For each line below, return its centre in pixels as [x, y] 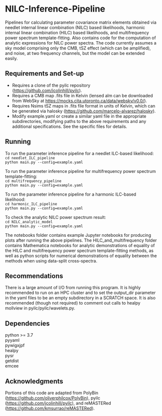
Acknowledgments [34, 381]
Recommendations [34, 276]
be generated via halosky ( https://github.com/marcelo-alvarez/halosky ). [84, 111]
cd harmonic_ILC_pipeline [31, 204]
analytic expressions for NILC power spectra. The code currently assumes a [81, 43]
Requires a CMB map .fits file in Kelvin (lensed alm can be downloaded [82, 95]
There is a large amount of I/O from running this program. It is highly [73, 288]
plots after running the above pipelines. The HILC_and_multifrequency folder [81, 240]
